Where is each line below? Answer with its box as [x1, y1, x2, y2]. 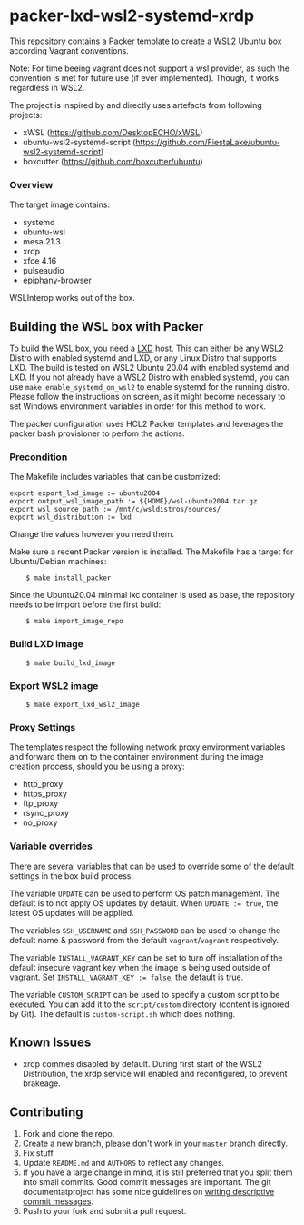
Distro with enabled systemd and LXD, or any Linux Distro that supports [9, 353, 277, 364]
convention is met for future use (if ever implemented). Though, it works [9, 72, 279, 83]
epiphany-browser [22, 274, 93, 286]
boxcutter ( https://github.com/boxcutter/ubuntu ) [22, 155, 204, 166]
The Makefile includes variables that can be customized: [9, 472, 221, 483]
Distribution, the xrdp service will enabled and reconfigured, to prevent [22, 1069, 288, 1080]
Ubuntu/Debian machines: [9, 556, 107, 567]
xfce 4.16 [22, 255, 57, 266]
